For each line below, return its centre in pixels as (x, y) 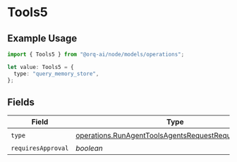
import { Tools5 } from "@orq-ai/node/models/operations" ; (96, 54)
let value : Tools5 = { (41, 67)
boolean (89, 149)
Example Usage (42, 38)
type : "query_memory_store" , (56, 74)
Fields (21, 102)
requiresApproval (40, 148)
